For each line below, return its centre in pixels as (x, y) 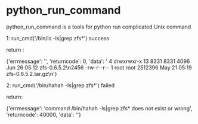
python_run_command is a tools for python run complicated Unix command (99, 27)
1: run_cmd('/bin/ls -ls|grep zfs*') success (58, 38)
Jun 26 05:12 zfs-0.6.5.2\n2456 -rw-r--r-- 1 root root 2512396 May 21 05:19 (99, 67)
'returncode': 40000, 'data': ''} (44, 115)
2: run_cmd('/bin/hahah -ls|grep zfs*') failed (61, 85)
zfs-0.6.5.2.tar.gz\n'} (32, 74)
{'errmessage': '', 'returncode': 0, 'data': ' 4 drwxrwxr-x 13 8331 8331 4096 (98, 61)
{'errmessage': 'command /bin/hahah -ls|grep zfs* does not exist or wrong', (99, 108)
